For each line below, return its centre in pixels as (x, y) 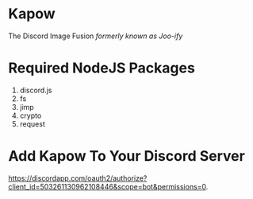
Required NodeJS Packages (102, 68)
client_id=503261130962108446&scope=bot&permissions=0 (107, 186)
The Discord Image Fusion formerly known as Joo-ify (96, 36)
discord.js (36, 90)
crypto (31, 115)
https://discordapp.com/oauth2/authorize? (78, 178)
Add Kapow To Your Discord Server (127, 156)
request (32, 123)
